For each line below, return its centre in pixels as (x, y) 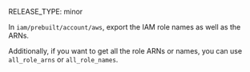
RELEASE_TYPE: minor (46, 12)
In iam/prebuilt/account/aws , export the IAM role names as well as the (125, 27)
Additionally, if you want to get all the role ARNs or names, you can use (125, 51)
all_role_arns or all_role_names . (63, 60)
